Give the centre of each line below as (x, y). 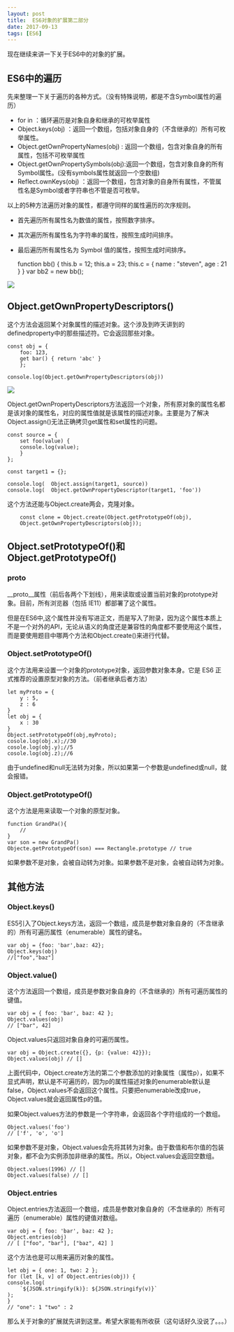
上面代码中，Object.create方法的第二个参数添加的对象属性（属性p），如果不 (116, 1073)
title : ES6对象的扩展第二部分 (48, 20)
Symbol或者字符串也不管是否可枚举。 (90, 191)
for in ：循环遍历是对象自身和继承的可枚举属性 (84, 121)
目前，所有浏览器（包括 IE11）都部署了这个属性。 (90, 603)
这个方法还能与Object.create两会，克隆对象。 (73, 504)
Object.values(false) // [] (48, 1176)
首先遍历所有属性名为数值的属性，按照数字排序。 (88, 220)
